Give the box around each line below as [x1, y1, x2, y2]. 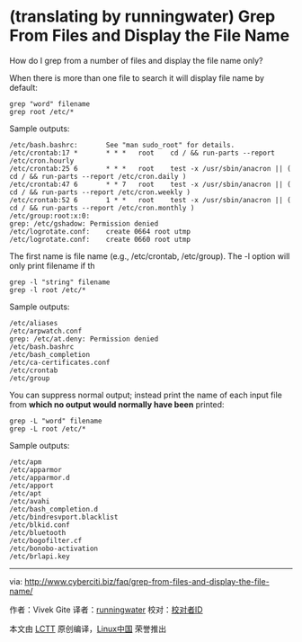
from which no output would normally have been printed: [9, 398, 225, 410]
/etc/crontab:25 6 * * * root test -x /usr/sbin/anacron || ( [9, 164, 292, 173]
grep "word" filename [9, 99, 91, 109]
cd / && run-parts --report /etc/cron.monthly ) [9, 203, 195, 212]
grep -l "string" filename [9, 277, 111, 287]
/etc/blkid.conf [9, 520, 70, 530]
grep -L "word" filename [9, 416, 102, 425]
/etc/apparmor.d [9, 473, 70, 482]
